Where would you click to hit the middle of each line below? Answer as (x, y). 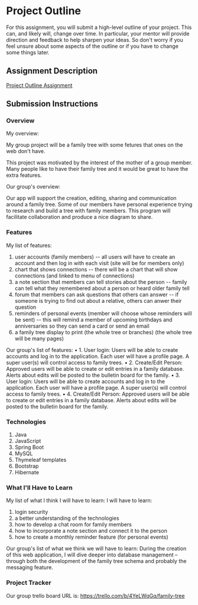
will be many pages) (39, 338)
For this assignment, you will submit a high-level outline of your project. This (99, 27)
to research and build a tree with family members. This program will (88, 211)
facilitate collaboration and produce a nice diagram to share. (79, 217)
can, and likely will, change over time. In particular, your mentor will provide (98, 33)
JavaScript (28, 441)
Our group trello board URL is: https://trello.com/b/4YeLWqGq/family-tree (95, 596)
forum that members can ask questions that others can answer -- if (97, 295)
